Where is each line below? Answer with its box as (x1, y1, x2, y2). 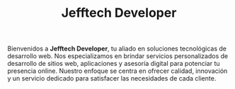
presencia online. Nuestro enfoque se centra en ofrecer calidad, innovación (7, 67, 228, 75)
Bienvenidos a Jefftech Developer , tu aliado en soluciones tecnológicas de (7, 44, 227, 53)
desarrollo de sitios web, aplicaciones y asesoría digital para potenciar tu (7, 60, 221, 68)
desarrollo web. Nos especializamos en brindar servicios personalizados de (7, 52, 229, 60)
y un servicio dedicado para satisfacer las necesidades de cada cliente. (7, 74, 217, 83)
